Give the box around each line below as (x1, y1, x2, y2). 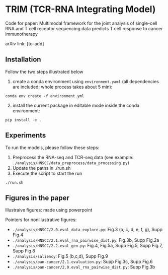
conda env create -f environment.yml (5, 93, 85, 99)
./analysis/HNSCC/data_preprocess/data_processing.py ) (12, 160, 130, 166)
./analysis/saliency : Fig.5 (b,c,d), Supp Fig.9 (12, 253, 108, 259)
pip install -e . (5, 117, 42, 122)
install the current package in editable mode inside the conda (12, 102, 140, 108)
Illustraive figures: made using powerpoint (5, 207, 93, 213)
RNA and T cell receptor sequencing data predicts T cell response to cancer (5, 25, 163, 31)
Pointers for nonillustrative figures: (5, 217, 77, 223)
